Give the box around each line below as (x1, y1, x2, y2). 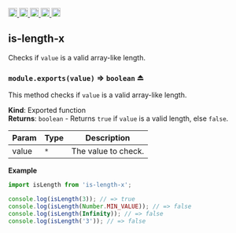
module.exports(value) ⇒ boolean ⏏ (8, 72, 144, 83)
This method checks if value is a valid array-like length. (8, 90, 187, 100)
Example (8, 166, 38, 176)
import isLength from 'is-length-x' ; (8, 181, 132, 189)
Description (85, 133, 131, 144)
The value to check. (71, 146, 144, 157)
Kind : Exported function (8, 106, 87, 115)
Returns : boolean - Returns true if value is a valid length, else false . (8, 114, 229, 123)
